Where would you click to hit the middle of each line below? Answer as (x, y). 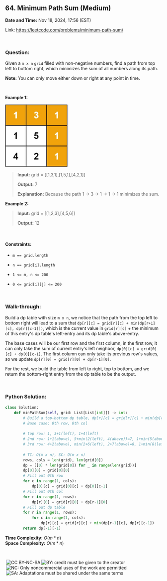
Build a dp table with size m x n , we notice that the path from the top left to (82, 317)
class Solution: (22, 407)
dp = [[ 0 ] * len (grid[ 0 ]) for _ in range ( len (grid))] (80, 465)
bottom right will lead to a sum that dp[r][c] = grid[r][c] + (67, 323)
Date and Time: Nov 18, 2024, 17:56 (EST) (48, 20)
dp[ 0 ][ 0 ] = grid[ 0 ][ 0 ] (46, 470)
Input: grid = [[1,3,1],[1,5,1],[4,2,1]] (51, 175)
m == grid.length (30, 256)
